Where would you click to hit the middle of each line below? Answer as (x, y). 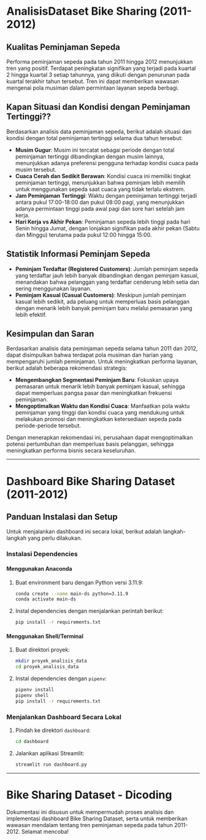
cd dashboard (32, 742)
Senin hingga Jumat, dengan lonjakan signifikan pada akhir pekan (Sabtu (107, 228)
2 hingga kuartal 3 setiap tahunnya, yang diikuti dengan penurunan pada (98, 75)
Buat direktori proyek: (43, 650)
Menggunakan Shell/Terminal (45, 636)
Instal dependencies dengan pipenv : (61, 679)
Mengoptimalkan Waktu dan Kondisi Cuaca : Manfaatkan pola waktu (102, 406)
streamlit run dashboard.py (51, 764)
